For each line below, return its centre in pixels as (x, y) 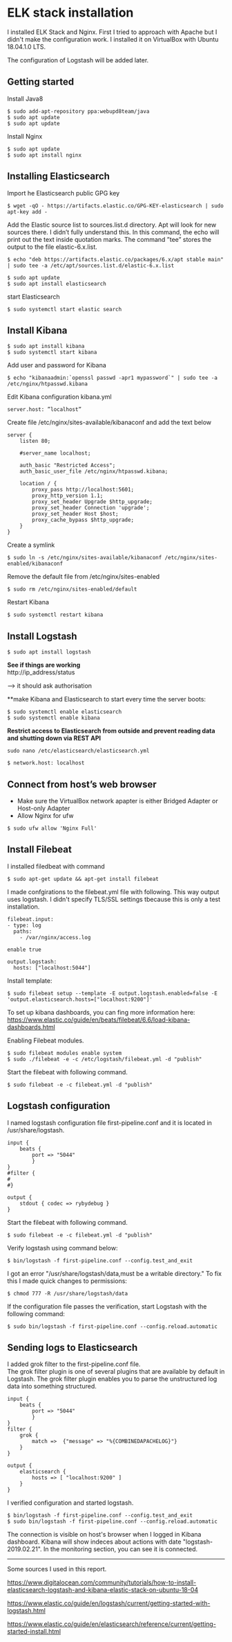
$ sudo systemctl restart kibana (55, 615)
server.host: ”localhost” (44, 410)
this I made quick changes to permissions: (67, 1281)
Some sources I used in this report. (57, 1569)
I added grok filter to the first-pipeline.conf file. (74, 1364)
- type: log (24, 925)
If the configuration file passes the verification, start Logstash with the (107, 1306)
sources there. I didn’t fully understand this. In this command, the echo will (113, 232)
